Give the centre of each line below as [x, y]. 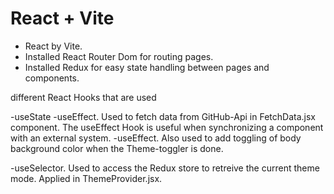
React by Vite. [53, 46]
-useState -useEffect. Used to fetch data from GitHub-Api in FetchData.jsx [163, 116]
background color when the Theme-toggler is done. [117, 148]
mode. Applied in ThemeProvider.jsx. [86, 178]
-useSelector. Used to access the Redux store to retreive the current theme [165, 168]
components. [52, 78]
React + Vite [62, 18]
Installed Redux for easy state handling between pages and [147, 67]
